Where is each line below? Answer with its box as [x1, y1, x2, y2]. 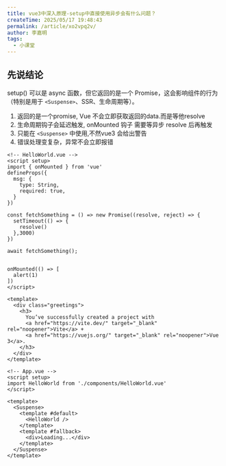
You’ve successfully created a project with [25, 313, 155, 320]
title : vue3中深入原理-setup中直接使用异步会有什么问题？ [7, 10, 156, 17]
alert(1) [13, 271, 38, 278]
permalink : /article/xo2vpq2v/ [7, 23, 97, 30]
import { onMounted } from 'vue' [7, 163, 103, 170]
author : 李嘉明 [7, 29, 47, 36]
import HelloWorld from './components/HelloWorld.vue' [7, 379, 167, 387]
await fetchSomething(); [7, 247, 78, 254]
